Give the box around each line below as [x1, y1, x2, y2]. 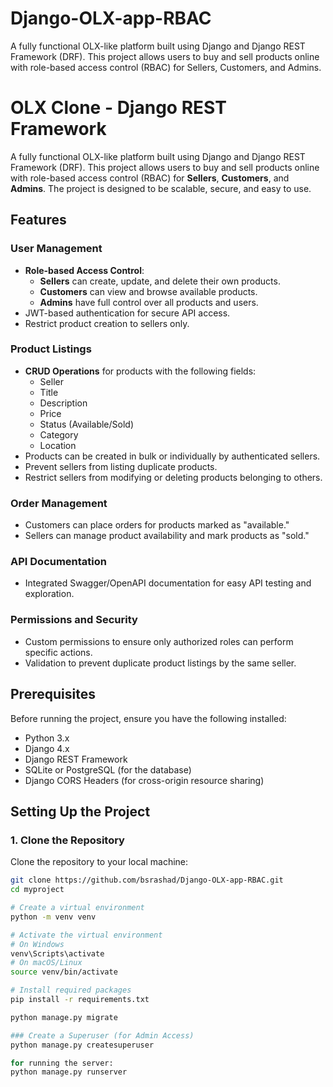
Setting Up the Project [10, 803, 151, 820]
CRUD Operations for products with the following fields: [24, 365, 257, 377]
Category [39, 428, 79, 441]
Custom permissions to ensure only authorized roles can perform [24, 635, 294, 647]
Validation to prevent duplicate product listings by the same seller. [24, 657, 297, 669]
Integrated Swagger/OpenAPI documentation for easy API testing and [24, 577, 312, 589]
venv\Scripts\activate [10, 948, 105, 959]
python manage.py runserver [10, 1067, 128, 1077]
